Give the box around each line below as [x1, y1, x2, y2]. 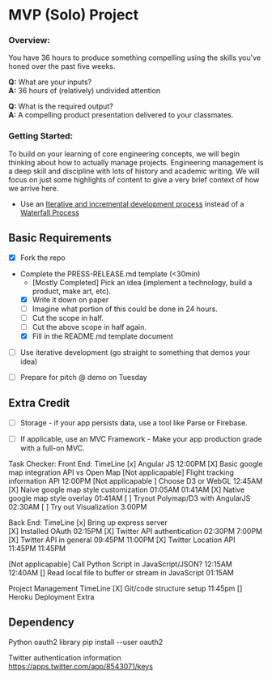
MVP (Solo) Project [8, 6, 139, 24]
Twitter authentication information [8, 652, 121, 662]
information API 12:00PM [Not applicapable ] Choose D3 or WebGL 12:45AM [8, 476, 263, 486]
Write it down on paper [32, 294, 109, 305]
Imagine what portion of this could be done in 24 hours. [32, 304, 219, 314]
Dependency [8, 616, 74, 630]
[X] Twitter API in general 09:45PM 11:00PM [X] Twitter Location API [8, 535, 236, 544]
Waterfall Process [19, 207, 79, 217]
